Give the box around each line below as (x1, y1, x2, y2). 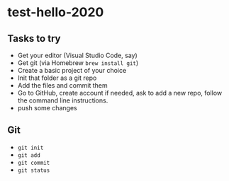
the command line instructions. (17, 96, 108, 105)
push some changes (17, 104, 77, 112)
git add (17, 151, 40, 159)
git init (17, 144, 44, 151)
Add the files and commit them (17, 81, 108, 89)
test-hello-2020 (7, 4, 104, 21)
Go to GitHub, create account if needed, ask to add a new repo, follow (17, 89, 223, 97)
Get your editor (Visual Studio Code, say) (17, 51, 138, 59)
